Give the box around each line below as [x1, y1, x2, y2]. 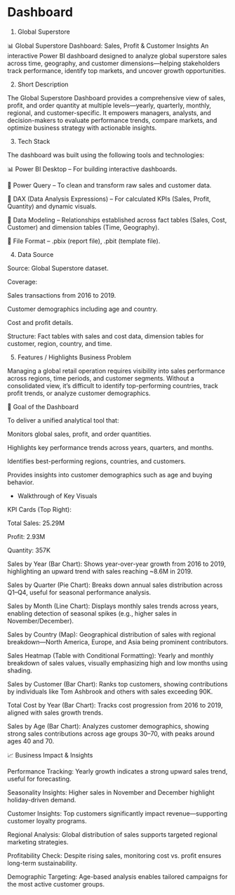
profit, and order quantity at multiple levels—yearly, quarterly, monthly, [7, 101, 212, 110]
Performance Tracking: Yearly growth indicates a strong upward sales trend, [7, 767, 228, 776]
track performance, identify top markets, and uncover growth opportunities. [7, 66, 227, 74]
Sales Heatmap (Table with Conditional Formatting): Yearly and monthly [7, 651, 214, 660]
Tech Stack [17, 137, 51, 145]
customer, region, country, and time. [7, 339, 112, 347]
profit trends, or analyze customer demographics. [7, 389, 151, 397]
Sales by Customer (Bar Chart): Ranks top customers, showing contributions [7, 679, 228, 688]
